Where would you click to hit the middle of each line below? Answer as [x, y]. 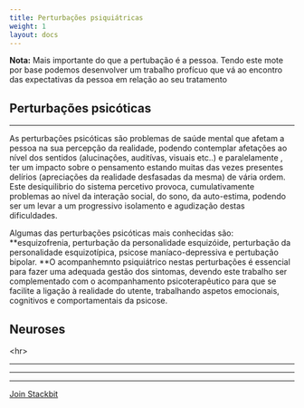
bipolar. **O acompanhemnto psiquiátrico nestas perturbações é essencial [150, 262]
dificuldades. [33, 216]
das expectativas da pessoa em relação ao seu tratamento [119, 80]
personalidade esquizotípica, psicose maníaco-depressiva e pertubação [144, 253]
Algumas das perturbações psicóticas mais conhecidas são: [121, 233]
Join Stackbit [34, 394]
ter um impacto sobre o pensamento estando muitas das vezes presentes [146, 168]
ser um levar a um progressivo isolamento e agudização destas [128, 206]
